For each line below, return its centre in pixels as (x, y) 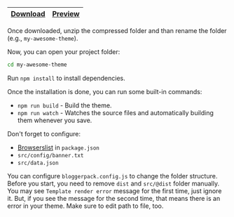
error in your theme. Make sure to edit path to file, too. (85, 206)
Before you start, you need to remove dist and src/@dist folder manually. (113, 183)
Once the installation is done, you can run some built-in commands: (105, 91)
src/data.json (38, 163)
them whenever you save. (55, 120)
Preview (66, 14)
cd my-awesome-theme (37, 65)
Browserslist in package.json (58, 147)
